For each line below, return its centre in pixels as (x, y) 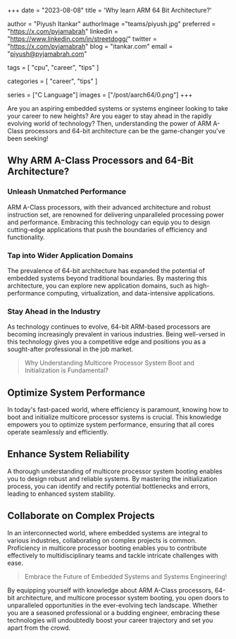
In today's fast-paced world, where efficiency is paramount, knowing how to (118, 410)
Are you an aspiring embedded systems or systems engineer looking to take (118, 108)
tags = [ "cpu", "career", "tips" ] (53, 67)
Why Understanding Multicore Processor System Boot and (110, 363)
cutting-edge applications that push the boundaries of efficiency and (107, 229)
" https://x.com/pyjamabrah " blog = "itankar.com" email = (90, 46)
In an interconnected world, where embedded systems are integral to (107, 532)
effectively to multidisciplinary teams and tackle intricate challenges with (113, 555)
